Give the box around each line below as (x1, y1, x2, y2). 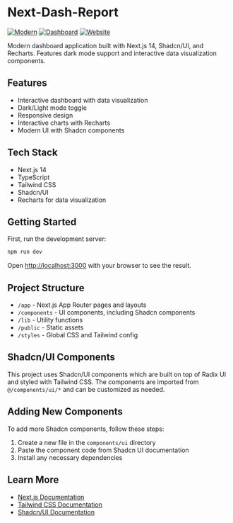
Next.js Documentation (17, 493, 85, 501)
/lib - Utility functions (17, 316, 83, 325)
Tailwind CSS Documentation (17, 500, 102, 509)
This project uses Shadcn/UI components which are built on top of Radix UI (7, 370, 227, 378)
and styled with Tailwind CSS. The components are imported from (7, 377, 199, 386)
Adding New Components (7, 405, 124, 418)
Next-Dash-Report (7, 4, 119, 21)
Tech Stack (7, 147, 58, 159)
